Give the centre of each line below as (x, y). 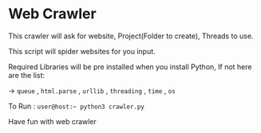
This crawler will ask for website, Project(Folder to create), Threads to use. (131, 36)
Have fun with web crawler (53, 121)
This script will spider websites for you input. (82, 51)
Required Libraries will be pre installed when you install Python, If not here (130, 66)
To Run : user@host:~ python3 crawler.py (77, 106)
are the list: (27, 75)
